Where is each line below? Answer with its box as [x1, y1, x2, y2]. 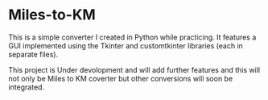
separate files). [8, 49, 59, 59]
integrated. [8, 82, 45, 92]
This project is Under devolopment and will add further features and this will [8, 65, 260, 74]
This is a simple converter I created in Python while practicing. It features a [8, 32, 257, 42]
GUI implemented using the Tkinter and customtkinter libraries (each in [8, 40, 244, 50]
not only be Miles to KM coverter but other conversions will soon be [8, 73, 233, 83]
